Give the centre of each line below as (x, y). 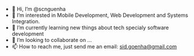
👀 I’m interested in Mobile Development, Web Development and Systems (100, 15)
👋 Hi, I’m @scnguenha (39, 9)
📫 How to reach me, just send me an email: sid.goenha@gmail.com (94, 46)
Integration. (26, 21)
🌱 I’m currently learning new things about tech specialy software (90, 27)
